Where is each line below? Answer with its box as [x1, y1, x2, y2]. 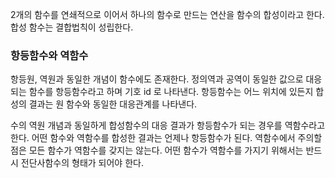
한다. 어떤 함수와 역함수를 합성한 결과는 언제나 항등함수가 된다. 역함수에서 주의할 [10, 132, 323, 144]
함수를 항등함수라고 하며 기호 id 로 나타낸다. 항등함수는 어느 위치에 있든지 [28, 86, 314, 98]
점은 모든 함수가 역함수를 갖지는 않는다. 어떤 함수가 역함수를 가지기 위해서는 [10, 144, 304, 157]
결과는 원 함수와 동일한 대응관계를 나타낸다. [28, 98, 198, 110]
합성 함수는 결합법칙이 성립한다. [10, 21, 134, 33]
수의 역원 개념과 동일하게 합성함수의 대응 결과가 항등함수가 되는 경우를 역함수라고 [10, 119, 326, 132]
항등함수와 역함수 [10, 48, 89, 62]
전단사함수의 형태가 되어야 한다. [20, 157, 144, 169]
